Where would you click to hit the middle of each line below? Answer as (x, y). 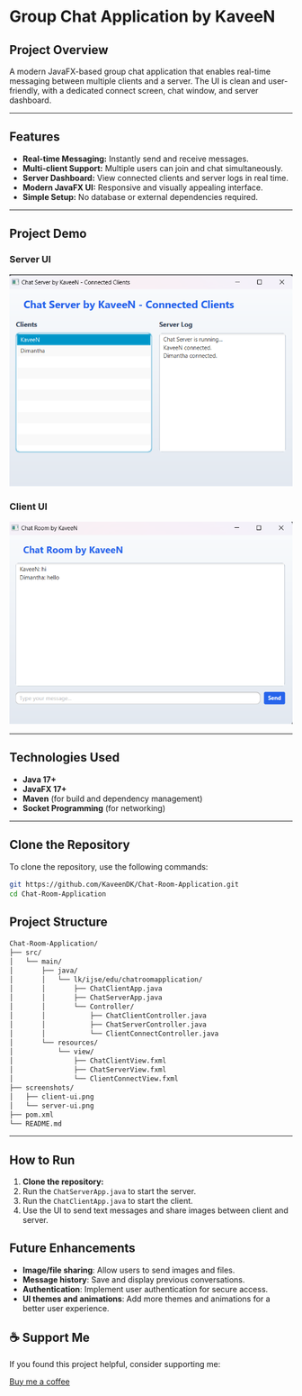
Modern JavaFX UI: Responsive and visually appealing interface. (142, 187)
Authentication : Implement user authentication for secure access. (145, 1289)
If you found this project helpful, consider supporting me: (115, 1364)
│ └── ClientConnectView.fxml (94, 1079)
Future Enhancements (73, 1249)
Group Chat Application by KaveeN (142, 17)
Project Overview (59, 50)
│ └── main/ (36, 962)
